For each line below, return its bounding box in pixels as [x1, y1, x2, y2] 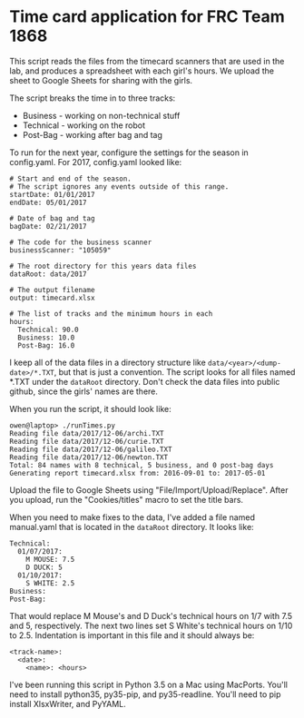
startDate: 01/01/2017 [9, 190, 95, 199]
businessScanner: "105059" [9, 245, 112, 255]
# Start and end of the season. [9, 174, 132, 183]
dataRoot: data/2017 [9, 270, 88, 279]
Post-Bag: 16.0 [17, 340, 75, 350]
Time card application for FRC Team [9, 6, 286, 27]
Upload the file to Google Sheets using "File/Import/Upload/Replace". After [9, 484, 289, 496]
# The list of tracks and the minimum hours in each [9, 309, 213, 319]
